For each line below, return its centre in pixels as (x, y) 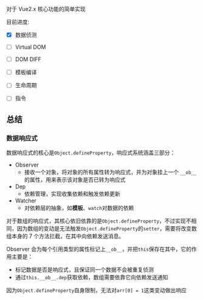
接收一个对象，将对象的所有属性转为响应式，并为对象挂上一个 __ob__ (110, 172)
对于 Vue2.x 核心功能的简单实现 (46, 9)
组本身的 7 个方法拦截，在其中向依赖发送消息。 (65, 236)
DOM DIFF (28, 59)
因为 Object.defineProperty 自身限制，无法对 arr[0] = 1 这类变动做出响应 (96, 290)
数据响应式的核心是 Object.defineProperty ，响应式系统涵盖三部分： (91, 153)
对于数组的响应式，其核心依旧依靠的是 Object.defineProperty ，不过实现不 (99, 221)
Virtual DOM (30, 47)
